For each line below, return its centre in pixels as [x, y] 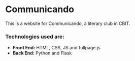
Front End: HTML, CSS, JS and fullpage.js [56, 48]
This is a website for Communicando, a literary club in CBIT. [68, 23]
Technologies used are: [35, 37]
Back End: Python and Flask [42, 53]
